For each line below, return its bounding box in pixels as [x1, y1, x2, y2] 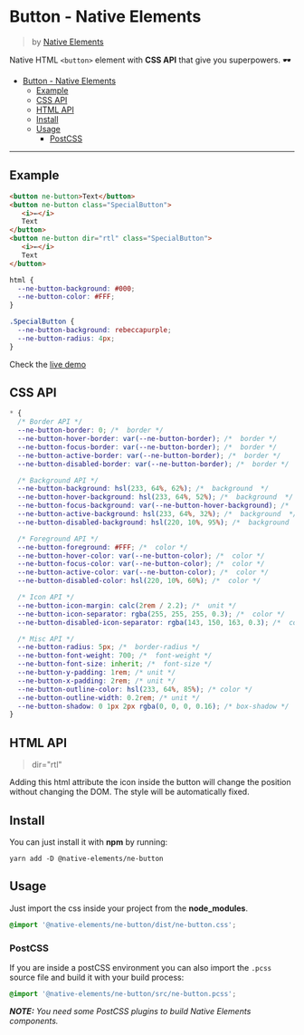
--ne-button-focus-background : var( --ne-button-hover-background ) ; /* [17, 501, 290, 511]
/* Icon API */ [17, 593, 75, 602]
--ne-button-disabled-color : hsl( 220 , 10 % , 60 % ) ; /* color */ [17, 577, 261, 586]
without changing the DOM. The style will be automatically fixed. [9, 786, 251, 798]
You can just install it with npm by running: [9, 836, 168, 848]
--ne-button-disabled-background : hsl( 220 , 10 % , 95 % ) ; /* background [17, 518, 290, 527]
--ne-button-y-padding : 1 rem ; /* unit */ [17, 668, 176, 677]
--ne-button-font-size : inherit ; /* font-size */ [17, 659, 213, 669]
